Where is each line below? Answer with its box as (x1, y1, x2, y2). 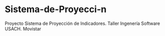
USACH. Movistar (5, 25, 42, 31)
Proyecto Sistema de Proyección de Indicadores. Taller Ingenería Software (5, 20, 160, 26)
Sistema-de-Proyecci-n (5, 4, 107, 15)
